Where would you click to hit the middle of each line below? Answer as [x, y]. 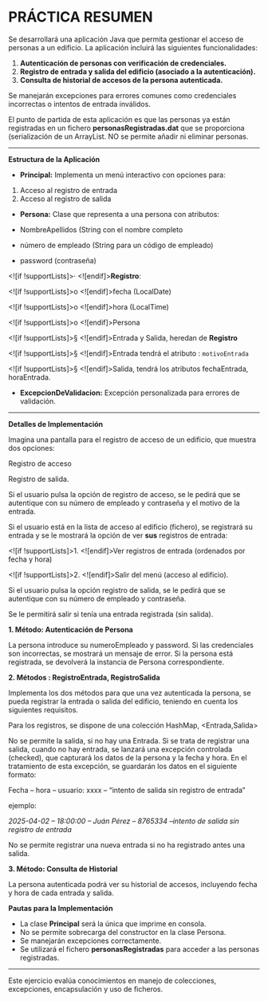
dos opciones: [32, 448]
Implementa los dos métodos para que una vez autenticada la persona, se [130, 692]
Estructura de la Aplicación [54, 159]
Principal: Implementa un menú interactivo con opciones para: [122, 175]
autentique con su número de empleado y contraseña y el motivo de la [124, 503]
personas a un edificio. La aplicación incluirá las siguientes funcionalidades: [133, 47]
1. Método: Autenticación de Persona [71, 629]
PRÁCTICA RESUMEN [81, 17]
